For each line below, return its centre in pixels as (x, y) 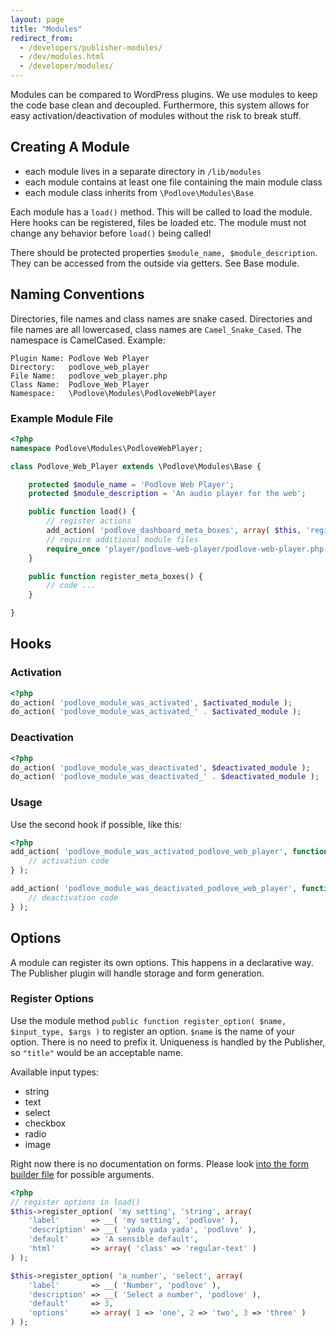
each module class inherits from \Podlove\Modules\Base (139, 192)
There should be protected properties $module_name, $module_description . (164, 252)
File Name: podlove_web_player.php (89, 376)
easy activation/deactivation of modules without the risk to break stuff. (156, 115)
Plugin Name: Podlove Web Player (80, 358)
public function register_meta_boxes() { (115, 576)
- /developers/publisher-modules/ (91, 47)
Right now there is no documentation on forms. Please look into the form (160, 1163)
